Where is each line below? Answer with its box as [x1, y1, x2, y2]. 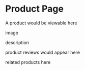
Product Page [5, 3, 64, 15]
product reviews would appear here [5, 49, 80, 55]
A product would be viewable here [5, 20, 77, 26]
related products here [5, 59, 51, 65]
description [5, 39, 30, 46]
